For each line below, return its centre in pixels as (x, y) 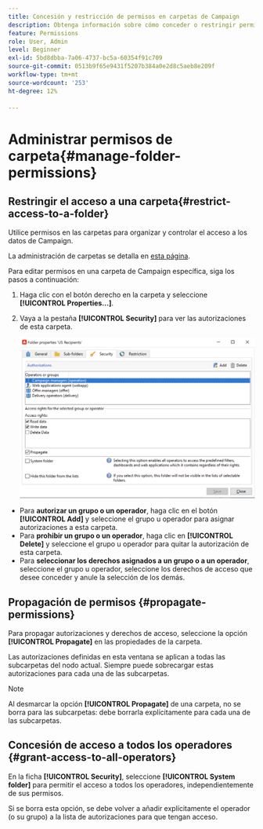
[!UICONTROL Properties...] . (66, 303)
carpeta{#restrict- (185, 201)
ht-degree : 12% (33, 91)
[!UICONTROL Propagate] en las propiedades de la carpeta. (105, 642)
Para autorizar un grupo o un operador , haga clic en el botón (118, 511)
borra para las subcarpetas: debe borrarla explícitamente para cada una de (129, 712)
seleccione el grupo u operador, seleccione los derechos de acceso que (136, 569)
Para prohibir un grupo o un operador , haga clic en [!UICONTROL (126, 536)
